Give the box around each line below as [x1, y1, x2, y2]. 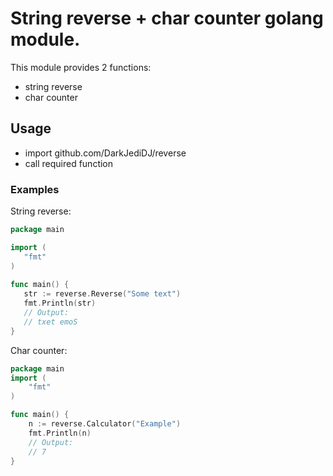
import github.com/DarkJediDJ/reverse [24, 147, 187, 159]
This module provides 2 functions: [10, 61, 152, 73]
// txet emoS [23, 317, 78, 327]
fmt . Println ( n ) [28, 428, 92, 438]
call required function [24, 157, 114, 169]
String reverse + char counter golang [10, 7, 324, 30]
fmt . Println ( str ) [23, 298, 97, 309]
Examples [10, 182, 60, 196]
